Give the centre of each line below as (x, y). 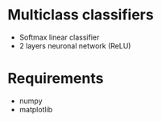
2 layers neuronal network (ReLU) (75, 45)
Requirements (56, 79)
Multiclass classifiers (81, 15)
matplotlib (36, 109)
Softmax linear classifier (59, 37)
